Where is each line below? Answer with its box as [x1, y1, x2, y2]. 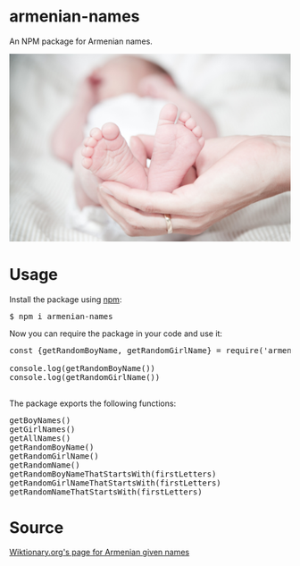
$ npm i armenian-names [9, 311, 113, 321]
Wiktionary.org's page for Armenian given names [9, 547, 190, 558]
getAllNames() [9, 433, 71, 444]
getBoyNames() [9, 415, 71, 426]
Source [9, 517, 64, 537]
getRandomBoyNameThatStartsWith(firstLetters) [9, 469, 217, 479]
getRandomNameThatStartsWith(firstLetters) [9, 486, 203, 497]
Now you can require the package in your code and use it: [9, 328, 223, 339]
